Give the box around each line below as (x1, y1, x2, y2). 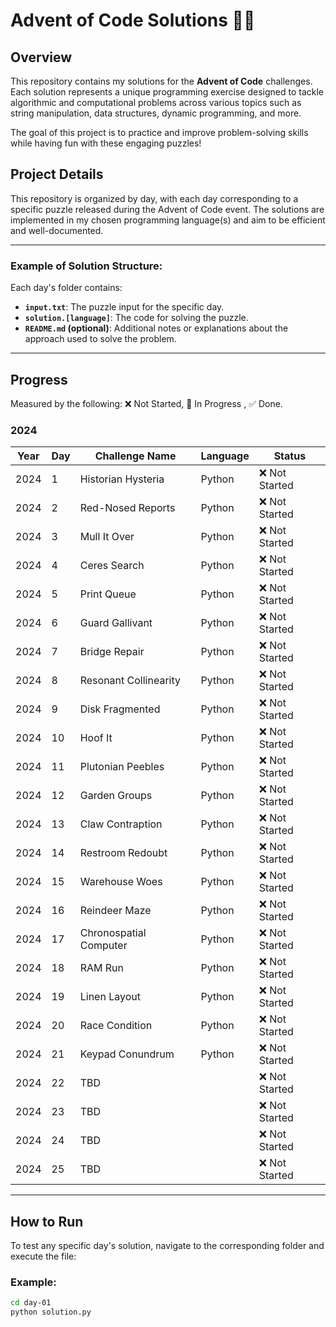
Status (273, 449, 307, 463)
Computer (79, 939, 128, 953)
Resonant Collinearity (79, 674, 181, 688)
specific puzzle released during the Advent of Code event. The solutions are (10, 203, 325, 215)
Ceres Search (79, 559, 145, 573)
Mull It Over (79, 530, 135, 544)
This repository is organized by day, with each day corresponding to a (10, 192, 299, 204)
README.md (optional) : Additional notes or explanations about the (24, 322, 289, 334)
